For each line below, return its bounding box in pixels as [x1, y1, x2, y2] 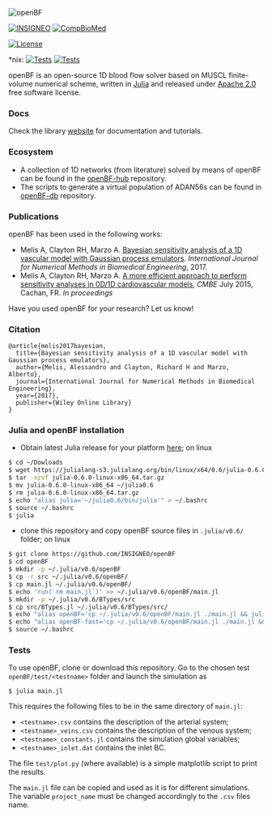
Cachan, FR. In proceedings [19, 287, 113, 297]
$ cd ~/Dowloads [8, 458, 63, 467]
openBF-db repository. [19, 190, 96, 200]
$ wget [8, 466, 31, 474]
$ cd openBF [8, 558, 49, 566]
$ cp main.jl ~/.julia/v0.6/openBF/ [8, 580, 132, 589]
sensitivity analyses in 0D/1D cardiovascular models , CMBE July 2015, [19, 279, 253, 289]
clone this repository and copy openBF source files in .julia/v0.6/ [19, 526, 244, 536]
